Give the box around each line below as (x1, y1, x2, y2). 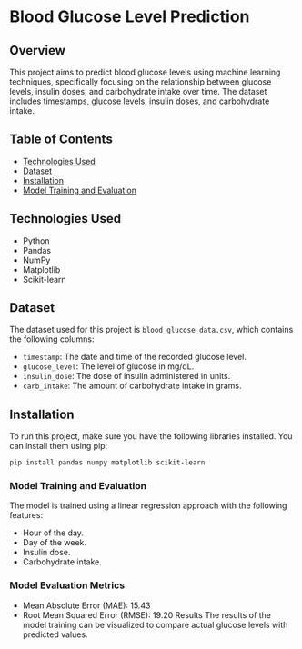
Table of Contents (9, 132, 114, 147)
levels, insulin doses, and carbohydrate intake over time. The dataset (9, 86, 267, 96)
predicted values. (22, 629, 88, 640)
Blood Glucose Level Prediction (9, 6, 250, 27)
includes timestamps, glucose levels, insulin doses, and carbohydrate (9, 95, 270, 106)
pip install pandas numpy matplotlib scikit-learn (9, 458, 206, 467)
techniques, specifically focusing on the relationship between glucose (9, 76, 272, 87)
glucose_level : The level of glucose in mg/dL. (22, 361, 195, 372)
